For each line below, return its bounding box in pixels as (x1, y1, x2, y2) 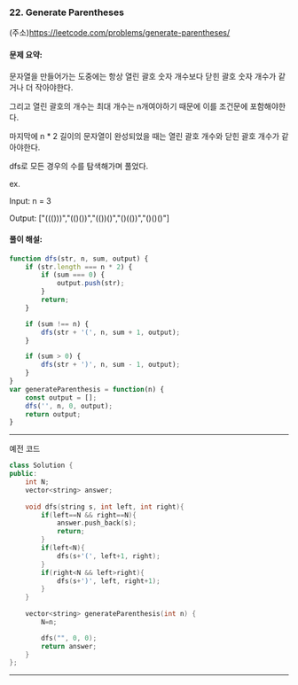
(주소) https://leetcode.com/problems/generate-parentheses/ (9, 27, 231, 38)
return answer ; (41, 642, 98, 650)
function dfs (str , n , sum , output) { (9, 254, 149, 263)
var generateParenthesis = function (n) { (9, 385, 165, 393)
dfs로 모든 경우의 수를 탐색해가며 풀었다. (9, 160, 149, 171)
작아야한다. (35, 82, 74, 92)
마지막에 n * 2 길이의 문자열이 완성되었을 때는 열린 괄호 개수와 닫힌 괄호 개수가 (9, 130, 280, 141)
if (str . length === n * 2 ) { (25, 262, 133, 271)
